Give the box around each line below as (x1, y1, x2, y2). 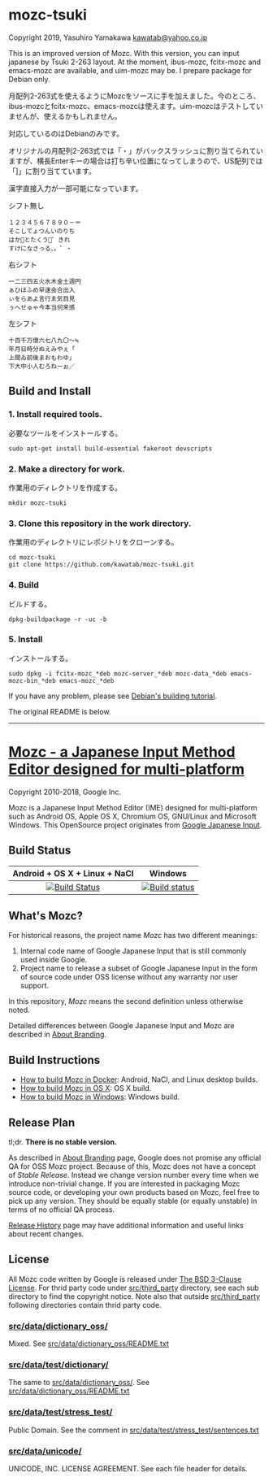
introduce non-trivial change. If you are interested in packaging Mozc (8, 1179, 240, 1188)
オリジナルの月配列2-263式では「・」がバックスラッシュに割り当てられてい (8, 145, 264, 155)
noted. (8, 1005, 30, 1015)
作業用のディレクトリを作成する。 (8, 482, 123, 493)
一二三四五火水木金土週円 (8, 277, 81, 285)
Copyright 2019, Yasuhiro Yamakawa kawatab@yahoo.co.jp (8, 33, 208, 42)
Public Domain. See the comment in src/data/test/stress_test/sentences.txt (8, 1425, 259, 1435)
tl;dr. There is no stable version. (8, 1137, 118, 1147)
